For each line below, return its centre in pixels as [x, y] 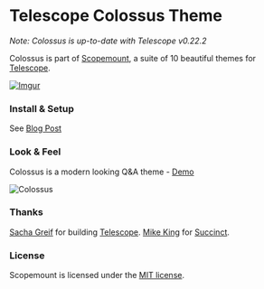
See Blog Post [35, 128]
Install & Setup [42, 108]
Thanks [26, 212]
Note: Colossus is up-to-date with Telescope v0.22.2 [108, 41]
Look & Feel [35, 152]
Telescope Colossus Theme [116, 16]
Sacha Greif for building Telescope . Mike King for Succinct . [120, 232]
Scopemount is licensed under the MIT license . [97, 275]
